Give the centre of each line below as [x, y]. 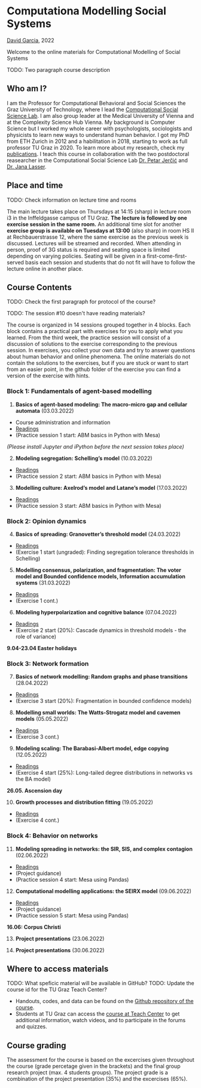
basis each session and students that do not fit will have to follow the [110, 262]
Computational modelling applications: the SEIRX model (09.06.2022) [103, 891]
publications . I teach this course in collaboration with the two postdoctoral [98, 154]
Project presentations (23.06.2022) [60, 938]
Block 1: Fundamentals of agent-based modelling [79, 391]
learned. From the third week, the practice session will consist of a [89, 338]
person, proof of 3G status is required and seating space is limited [88, 249]
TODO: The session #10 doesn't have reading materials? [76, 313]
